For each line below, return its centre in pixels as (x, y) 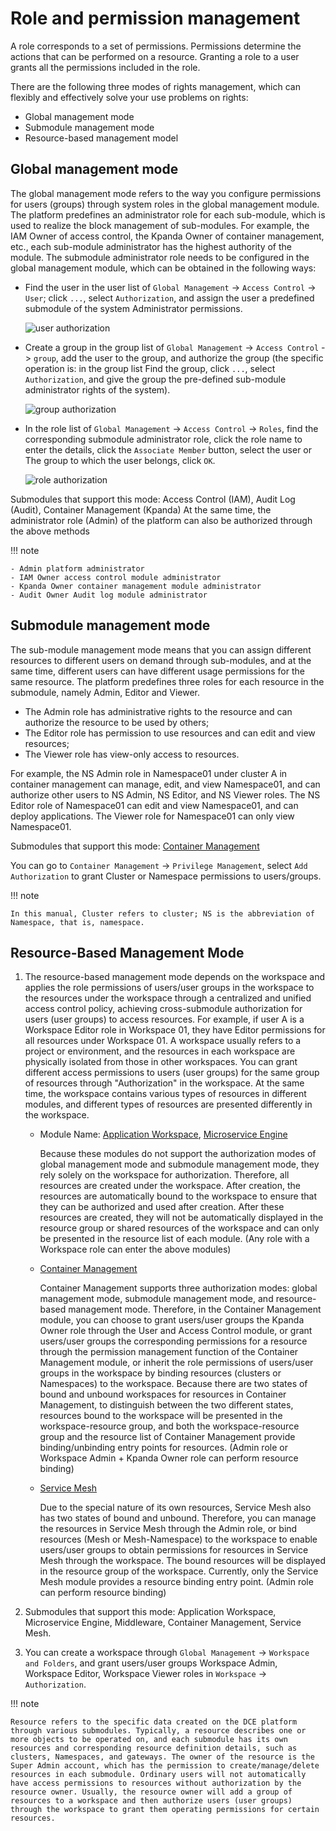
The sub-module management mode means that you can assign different (161, 649)
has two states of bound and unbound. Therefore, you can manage (178, 1518)
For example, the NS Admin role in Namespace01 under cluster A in (149, 773)
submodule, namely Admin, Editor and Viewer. (105, 692)
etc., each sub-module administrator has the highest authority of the (151, 246)
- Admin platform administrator (77, 568)
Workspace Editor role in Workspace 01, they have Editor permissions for (175, 1030)
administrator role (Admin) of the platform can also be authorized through (161, 520)
